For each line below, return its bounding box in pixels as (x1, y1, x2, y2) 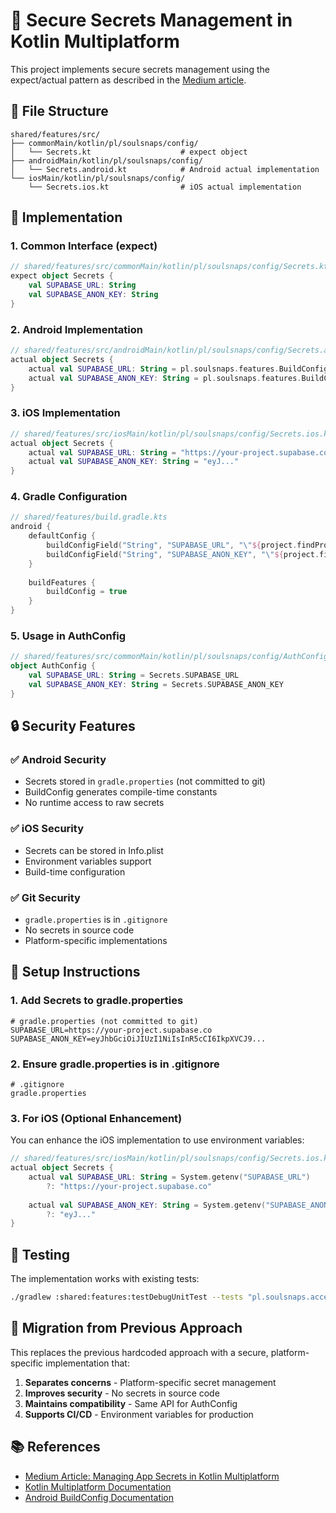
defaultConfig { (28, 531, 97, 541)
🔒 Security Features (10, 718, 136, 735)
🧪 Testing (10, 1246, 71, 1263)
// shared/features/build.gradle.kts (10, 512, 168, 523)
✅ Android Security (10, 753, 107, 767)
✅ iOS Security (10, 822, 84, 836)
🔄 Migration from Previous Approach (10, 1320, 243, 1337)
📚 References (10, 1439, 101, 1456)
